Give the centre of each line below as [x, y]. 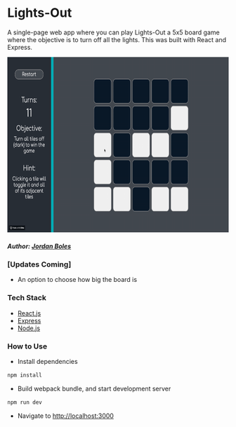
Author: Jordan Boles [39, 246]
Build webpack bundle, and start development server [94, 388]
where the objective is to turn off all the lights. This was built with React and [117, 39]
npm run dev [25, 402]
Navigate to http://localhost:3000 [66, 416]
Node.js [29, 328]
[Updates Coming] [39, 264]
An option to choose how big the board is [77, 280]
